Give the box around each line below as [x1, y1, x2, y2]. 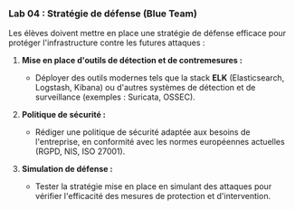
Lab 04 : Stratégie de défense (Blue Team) [8, 7, 198, 20]
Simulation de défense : [21, 164, 113, 175]
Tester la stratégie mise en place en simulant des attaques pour [34, 181, 272, 192]
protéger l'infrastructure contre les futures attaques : [8, 37, 205, 48]
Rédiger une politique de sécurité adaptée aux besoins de [34, 127, 251, 138]
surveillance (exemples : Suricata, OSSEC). [34, 91, 195, 102]
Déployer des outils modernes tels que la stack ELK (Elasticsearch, [34, 72, 285, 83]
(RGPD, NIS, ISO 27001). [34, 146, 126, 157]
